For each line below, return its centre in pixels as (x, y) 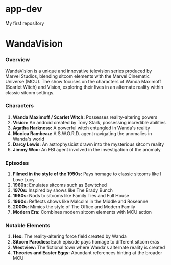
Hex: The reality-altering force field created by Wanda (69, 236)
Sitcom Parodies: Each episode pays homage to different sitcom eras (86, 242)
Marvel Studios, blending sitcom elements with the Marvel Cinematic (77, 76)
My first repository (25, 23)
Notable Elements (28, 225)
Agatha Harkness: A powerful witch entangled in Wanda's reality (81, 128)
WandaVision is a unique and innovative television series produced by (79, 71)
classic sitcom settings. (30, 93)
